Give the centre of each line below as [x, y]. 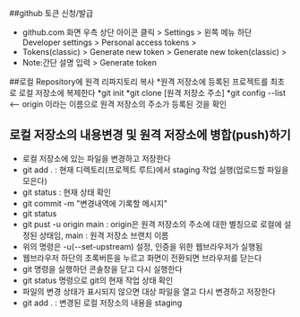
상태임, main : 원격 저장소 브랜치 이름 [104, 235]
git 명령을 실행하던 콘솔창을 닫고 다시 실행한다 [102, 269]
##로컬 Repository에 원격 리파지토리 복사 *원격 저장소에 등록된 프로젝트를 [139, 82]
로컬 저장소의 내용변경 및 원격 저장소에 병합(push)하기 [150, 135]
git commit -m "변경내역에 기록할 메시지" [95, 203]
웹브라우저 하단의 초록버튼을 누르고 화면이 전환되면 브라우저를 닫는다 [142, 258]
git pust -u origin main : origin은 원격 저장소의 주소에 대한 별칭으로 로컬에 [152, 224]
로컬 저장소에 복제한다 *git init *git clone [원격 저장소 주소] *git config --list [152, 93]
